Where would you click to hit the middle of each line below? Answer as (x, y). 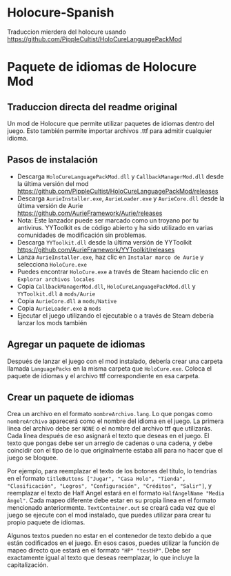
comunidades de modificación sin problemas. (82, 235)
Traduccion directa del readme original (92, 107)
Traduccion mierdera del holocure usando (67, 32)
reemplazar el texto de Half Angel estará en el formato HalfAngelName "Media (116, 493)
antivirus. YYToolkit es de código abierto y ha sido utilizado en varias (115, 227)
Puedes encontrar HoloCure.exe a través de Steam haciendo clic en (112, 271)
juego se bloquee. (33, 458)
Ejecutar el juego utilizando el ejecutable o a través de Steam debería (115, 316)
